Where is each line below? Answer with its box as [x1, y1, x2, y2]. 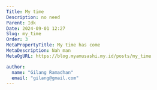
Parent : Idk [6, 20, 36, 26]
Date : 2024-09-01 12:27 [6, 25, 66, 32]
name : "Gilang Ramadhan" [11, 69, 74, 75]
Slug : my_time [6, 31, 42, 37]
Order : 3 [6, 36, 28, 42]
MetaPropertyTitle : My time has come [6, 42, 101, 48]
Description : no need [6, 14, 61, 20]
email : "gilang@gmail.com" [11, 75, 79, 81]
